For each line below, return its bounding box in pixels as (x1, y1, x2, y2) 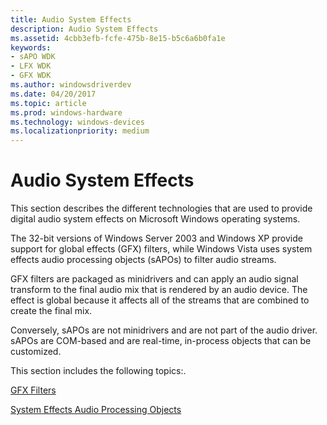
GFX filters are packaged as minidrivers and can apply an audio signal (10, 273, 299, 285)
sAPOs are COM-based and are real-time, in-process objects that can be (10, 335, 312, 347)
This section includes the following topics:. (10, 365, 187, 377)
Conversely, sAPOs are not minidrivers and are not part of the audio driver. (10, 324, 318, 336)
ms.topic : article (10, 98, 87, 108)
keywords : (10, 42, 52, 53)
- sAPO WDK (10, 52, 56, 62)
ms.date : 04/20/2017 (10, 89, 97, 99)
